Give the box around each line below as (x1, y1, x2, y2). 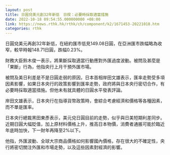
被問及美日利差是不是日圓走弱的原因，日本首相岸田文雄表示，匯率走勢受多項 (5, 74, 165, 81)
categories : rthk (5, 26, 42, 31)
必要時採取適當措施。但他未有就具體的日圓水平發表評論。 (5, 87, 125, 93)
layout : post (5, 7, 33, 13)
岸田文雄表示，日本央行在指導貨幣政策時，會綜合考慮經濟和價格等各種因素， (5, 98, 165, 104)
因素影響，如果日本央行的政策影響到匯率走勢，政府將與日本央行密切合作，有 (5, 81, 165, 87)
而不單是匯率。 (5, 104, 36, 110)
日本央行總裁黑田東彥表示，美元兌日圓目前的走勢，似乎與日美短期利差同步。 (5, 115, 165, 121)
